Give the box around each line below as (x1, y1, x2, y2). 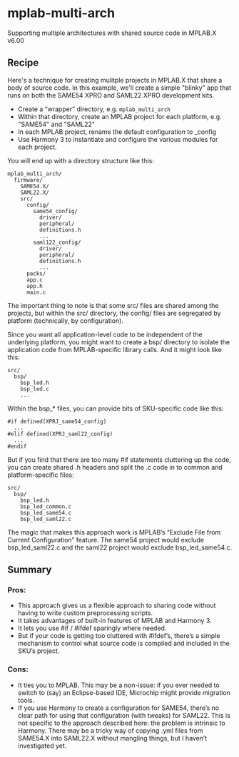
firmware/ (14, 176, 43, 183)
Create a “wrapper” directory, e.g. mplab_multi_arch (17, 105, 171, 113)
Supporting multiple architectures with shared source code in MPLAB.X (7, 29, 217, 37)
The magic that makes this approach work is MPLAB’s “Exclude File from (7, 527, 221, 536)
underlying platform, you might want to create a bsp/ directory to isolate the (7, 337, 230, 346)
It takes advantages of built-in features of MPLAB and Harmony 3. (17, 617, 212, 625)
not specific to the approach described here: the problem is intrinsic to (17, 719, 226, 727)
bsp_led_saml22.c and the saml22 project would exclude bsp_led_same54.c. (7, 543, 233, 552)
